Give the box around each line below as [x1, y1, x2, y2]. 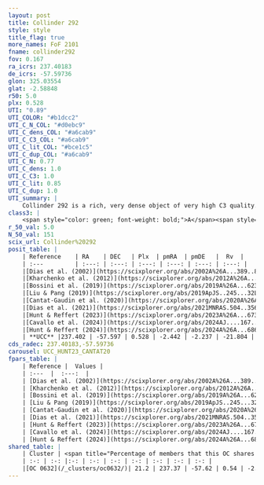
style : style [8, 26, 51, 34]
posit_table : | [8, 245, 58, 253]
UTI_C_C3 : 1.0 [8, 172, 55, 181]
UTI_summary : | [8, 194, 58, 202]
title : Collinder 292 [8, 19, 79, 27]
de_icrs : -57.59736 [8, 70, 72, 78]
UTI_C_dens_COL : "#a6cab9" [8, 128, 97, 136]
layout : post [8, 11, 51, 20]
